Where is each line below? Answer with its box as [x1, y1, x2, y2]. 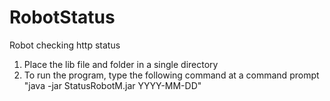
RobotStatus [9, 6, 116, 29]
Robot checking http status [9, 39, 121, 51]
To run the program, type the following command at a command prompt [23, 69, 320, 81]
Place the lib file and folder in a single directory [23, 58, 219, 70]
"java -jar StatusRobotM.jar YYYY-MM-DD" [23, 79, 202, 91]
